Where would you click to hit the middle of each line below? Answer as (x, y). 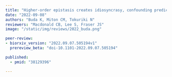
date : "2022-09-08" (26, 15)
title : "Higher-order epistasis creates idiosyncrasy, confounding (79, 10)
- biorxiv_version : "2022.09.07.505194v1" (51, 43)
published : (17, 57)
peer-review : (19, 38)
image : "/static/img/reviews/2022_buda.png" (53, 29)
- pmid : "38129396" (31, 62)
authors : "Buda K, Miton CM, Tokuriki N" (50, 20)
